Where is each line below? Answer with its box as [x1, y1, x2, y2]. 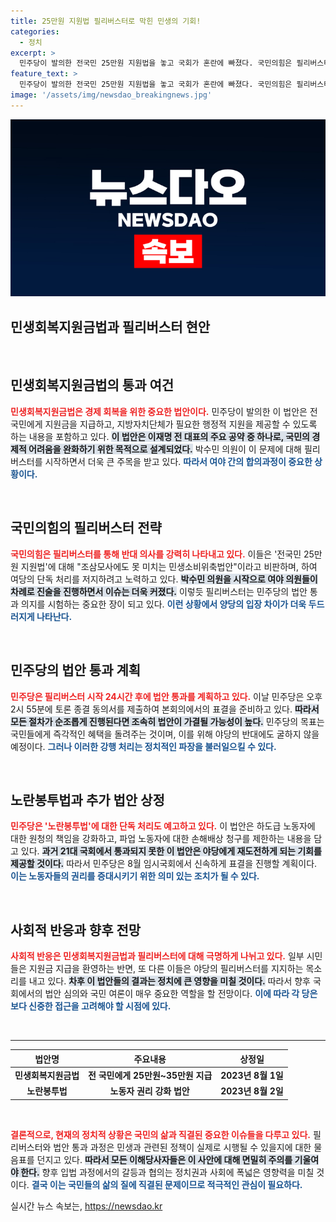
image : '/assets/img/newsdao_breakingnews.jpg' [10, 90, 213, 100]
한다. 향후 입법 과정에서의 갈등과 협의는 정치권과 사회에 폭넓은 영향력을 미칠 [20, 1166, 315, 1178]
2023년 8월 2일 [220, 1085, 284, 1097]
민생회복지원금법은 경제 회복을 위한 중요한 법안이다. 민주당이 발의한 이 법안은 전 [10, 405, 318, 417]
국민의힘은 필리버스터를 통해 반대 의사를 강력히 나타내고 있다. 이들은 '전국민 [10, 548, 302, 560]
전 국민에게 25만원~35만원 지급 [88, 1069, 213, 1081]
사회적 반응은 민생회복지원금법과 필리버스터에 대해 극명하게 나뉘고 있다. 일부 [10, 950, 305, 962]
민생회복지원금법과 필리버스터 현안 [10, 318, 211, 335]
